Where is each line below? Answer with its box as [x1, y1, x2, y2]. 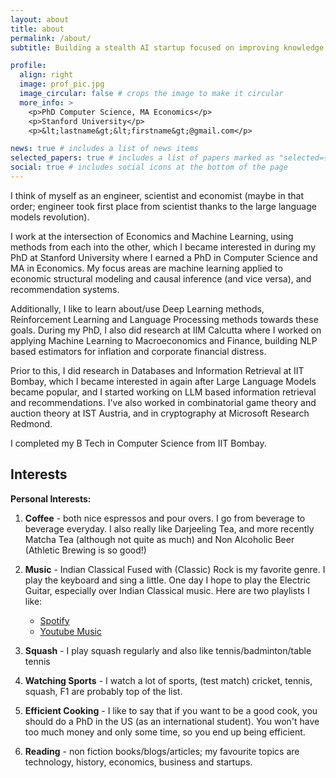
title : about [10, 24, 65, 34]
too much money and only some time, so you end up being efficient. [24, 726, 306, 738]
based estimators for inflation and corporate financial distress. [10, 345, 267, 357]
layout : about [10, 14, 70, 25]
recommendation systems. [10, 283, 120, 295]
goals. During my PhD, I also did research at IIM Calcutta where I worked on [10, 324, 322, 336]
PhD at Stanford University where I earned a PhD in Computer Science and [10, 251, 318, 263]
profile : [10, 61, 47, 71]
